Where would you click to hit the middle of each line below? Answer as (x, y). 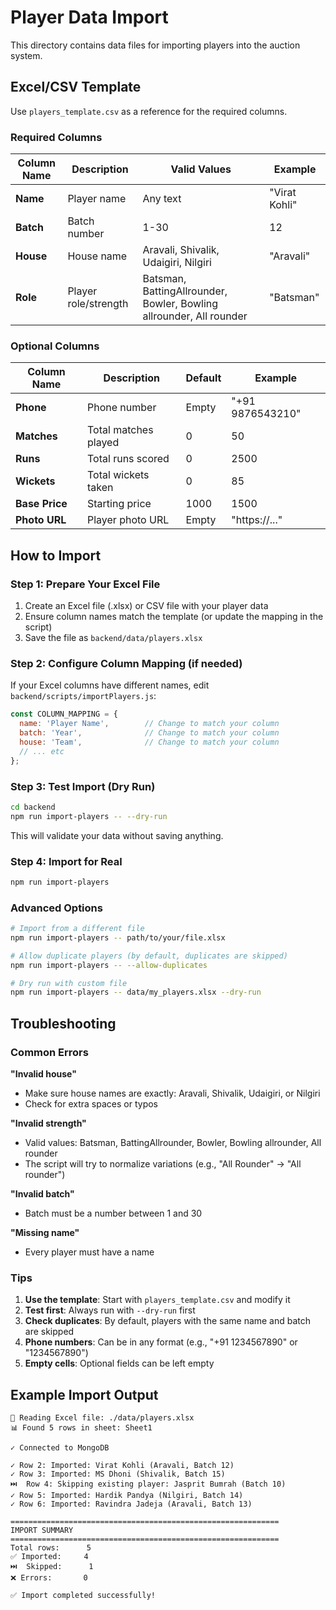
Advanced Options (56, 908)
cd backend (33, 807)
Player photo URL (128, 520)
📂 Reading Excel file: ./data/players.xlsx (102, 1418)
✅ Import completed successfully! (83, 1596)
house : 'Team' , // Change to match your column (149, 742)
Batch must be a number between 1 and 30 (113, 1213)
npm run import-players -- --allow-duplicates (109, 965)
